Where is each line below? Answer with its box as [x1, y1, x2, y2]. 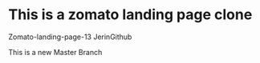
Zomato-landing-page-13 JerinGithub [8, 32, 132, 41]
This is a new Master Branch [8, 47, 103, 57]
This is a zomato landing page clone [8, 6, 253, 24]
